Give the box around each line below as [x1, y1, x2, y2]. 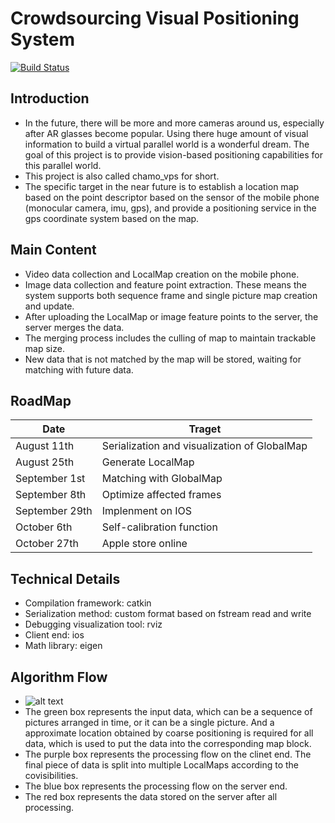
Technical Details [10, 570, 121, 587]
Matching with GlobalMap [101, 472, 223, 486]
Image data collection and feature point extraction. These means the [24, 278, 307, 291]
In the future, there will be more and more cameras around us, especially [24, 117, 325, 129]
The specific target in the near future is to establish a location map [24, 180, 300, 192]
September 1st [15, 472, 86, 486]
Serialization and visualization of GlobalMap [101, 439, 308, 453]
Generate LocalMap [101, 455, 195, 469]
